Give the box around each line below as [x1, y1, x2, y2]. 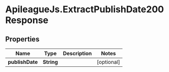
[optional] [96, 59, 121, 65]
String [42, 59, 59, 65]
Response [5, 14, 49, 26]
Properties [5, 35, 40, 43]
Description [63, 50, 92, 57]
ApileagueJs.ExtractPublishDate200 [5, 4, 164, 15]
